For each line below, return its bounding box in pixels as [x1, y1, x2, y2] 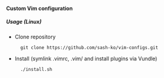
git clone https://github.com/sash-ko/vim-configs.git [20, 44, 159, 50]
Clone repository [14, 33, 56, 40]
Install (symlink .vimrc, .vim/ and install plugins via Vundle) [14, 55, 157, 62]
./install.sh [20, 66, 53, 72]
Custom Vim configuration [6, 5, 73, 12]
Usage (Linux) [6, 18, 42, 25]
